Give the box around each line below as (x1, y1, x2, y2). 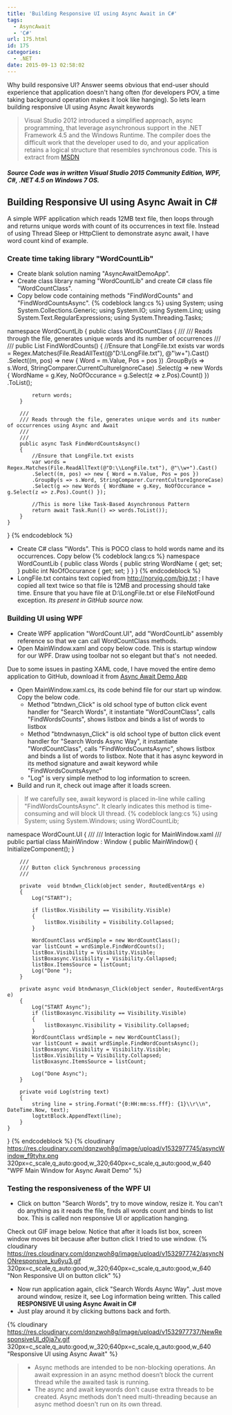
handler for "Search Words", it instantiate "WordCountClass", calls (27, 707, 215, 716)
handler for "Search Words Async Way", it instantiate (27, 737, 178, 745)
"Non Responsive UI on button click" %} (7, 1271, 122, 1279)
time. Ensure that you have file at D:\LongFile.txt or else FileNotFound (17, 589, 215, 597)
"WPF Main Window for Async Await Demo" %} (7, 1166, 142, 1174)
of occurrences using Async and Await (7, 422, 119, 429)
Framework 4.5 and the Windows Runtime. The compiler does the (23, 131, 211, 139)
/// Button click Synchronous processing (19, 864, 140, 871)
